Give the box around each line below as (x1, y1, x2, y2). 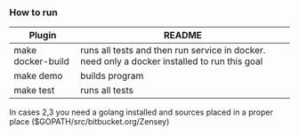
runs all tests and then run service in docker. (79, 44, 266, 57)
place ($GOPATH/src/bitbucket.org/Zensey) (9, 116, 170, 127)
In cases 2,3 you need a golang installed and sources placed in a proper (9, 107, 273, 117)
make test (13, 84, 55, 97)
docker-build (13, 55, 69, 68)
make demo (13, 69, 63, 82)
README (163, 29, 203, 42)
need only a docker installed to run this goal (79, 55, 263, 68)
